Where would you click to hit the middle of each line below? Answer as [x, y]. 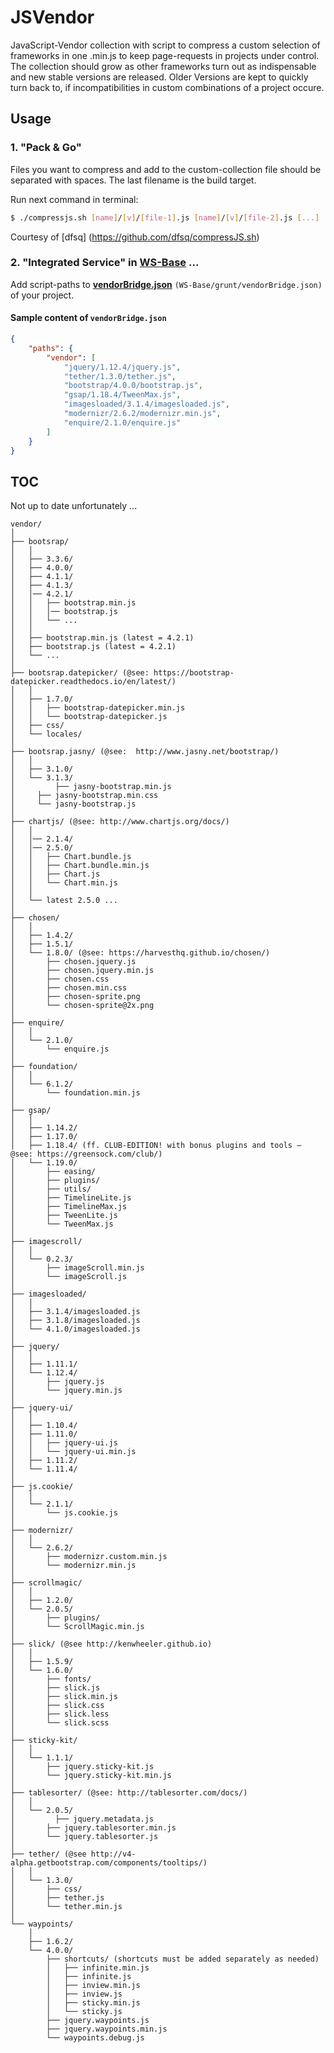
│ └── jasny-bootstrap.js [73, 804]
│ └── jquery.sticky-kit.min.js [91, 1776]
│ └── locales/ [46, 734]
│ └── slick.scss [60, 1723]
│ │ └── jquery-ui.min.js [73, 1452]
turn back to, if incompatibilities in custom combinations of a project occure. [167, 87]
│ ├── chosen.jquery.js [73, 962]
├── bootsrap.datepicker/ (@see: [80, 673]
